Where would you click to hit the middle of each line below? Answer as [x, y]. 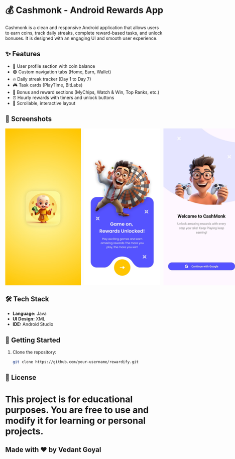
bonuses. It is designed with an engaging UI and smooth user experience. [81, 38]
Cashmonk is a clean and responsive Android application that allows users [82, 27]
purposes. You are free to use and [77, 410]
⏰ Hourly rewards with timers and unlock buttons [63, 97]
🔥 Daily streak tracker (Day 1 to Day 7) [52, 79]
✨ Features [23, 54]
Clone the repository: [34, 352]
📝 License [21, 378]
